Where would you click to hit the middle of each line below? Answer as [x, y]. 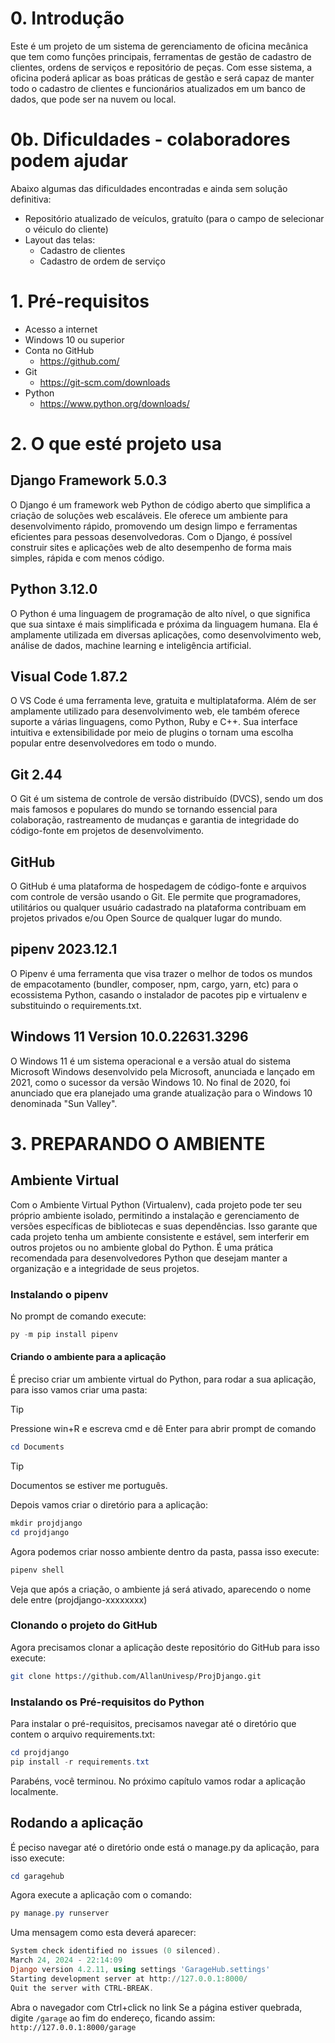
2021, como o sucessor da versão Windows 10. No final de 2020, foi [150, 1082]
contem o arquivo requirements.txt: [83, 1734]
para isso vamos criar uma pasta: [79, 1390]
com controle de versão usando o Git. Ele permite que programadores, [156, 897]
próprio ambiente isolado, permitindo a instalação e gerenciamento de [155, 1215]
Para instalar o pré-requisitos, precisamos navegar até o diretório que [153, 1724]
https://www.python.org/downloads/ [114, 403]
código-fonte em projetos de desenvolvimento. [107, 831]
